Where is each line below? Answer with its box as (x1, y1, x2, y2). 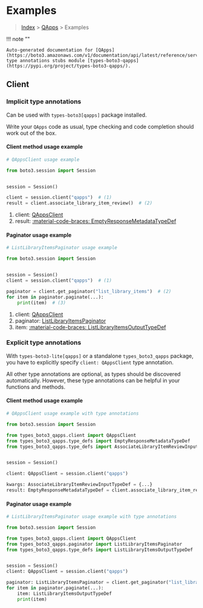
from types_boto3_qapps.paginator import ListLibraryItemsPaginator (6, 541, 182, 547)
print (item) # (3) (17, 300, 66, 306)
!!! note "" (6, 35, 30, 42)
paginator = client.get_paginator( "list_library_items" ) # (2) (6, 288, 172, 294)
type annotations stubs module (6, 57, 85, 63)
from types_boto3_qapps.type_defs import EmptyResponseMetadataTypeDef (6, 438, 190, 444)
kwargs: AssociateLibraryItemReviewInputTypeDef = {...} (6, 482, 153, 488)
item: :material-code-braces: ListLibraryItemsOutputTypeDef (14, 323, 166, 331)
